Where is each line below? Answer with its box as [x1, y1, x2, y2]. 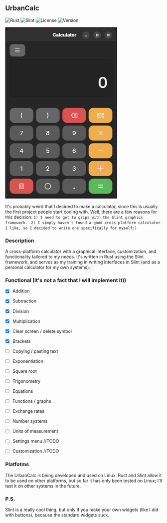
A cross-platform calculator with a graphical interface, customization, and [5, 249, 157, 255]
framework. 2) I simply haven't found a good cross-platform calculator [5, 220, 161, 225]
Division [12, 308, 29, 314]
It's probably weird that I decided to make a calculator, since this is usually [5, 203, 158, 209]
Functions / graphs [12, 398, 51, 404]
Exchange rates [12, 408, 45, 414]
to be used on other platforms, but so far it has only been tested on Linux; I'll [5, 478, 163, 484]
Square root [12, 368, 37, 374]
